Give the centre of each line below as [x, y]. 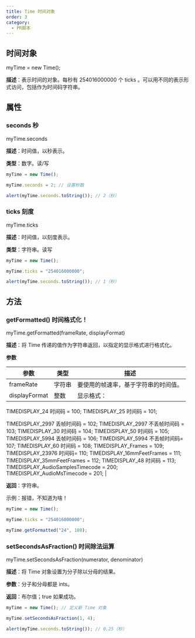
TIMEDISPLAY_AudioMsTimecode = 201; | [57, 473]
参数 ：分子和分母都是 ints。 [40, 584]
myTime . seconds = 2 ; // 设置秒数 [45, 185]
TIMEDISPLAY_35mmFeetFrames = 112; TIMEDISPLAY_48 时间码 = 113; [91, 460]
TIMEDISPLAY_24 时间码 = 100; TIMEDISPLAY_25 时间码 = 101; [82, 411]
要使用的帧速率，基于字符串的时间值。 [130, 384]
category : [18, 22]
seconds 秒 [23, 126]
